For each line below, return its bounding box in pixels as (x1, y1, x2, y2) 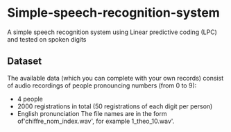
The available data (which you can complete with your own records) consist (7, 74, 224, 82)
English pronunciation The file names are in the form (17, 109, 167, 117)
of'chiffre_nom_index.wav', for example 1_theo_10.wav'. (17, 117, 175, 125)
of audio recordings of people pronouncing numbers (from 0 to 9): (7, 81, 197, 90)
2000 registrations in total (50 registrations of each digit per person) (17, 102, 213, 110)
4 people (17, 94, 44, 103)
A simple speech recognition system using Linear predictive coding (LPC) (7, 28, 217, 36)
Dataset (7, 56, 42, 67)
